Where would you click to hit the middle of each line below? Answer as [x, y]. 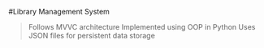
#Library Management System [59, 12]
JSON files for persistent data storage [92, 36]
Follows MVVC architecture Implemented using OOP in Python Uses [142, 27]
